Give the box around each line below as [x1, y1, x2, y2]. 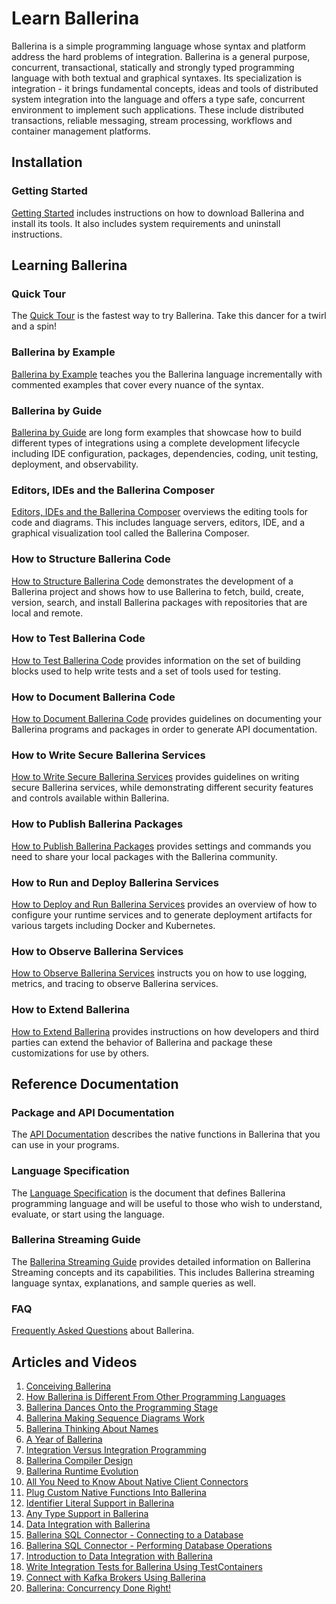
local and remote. [11, 607, 84, 619]
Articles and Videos [11, 1353, 138, 1371]
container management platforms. [11, 125, 151, 137]
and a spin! [11, 320, 58, 332]
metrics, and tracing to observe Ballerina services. [11, 978, 219, 990]
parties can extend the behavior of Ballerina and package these [11, 1036, 273, 1048]
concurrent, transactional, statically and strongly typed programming [11, 61, 295, 73]
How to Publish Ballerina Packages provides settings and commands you [11, 840, 312, 852]
